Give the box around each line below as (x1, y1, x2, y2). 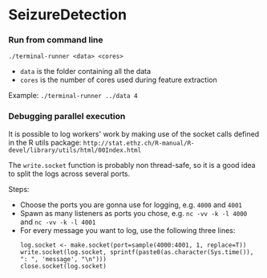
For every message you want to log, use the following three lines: (19, 225, 236, 235)
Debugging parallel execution (8, 111, 126, 122)
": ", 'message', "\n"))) (19, 255, 107, 263)
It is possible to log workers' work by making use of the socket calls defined (8, 129, 260, 138)
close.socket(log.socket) (19, 262, 107, 270)
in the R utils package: (8, 137, 82, 147)
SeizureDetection (8, 6, 127, 24)
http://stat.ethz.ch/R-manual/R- (83, 139, 195, 147)
